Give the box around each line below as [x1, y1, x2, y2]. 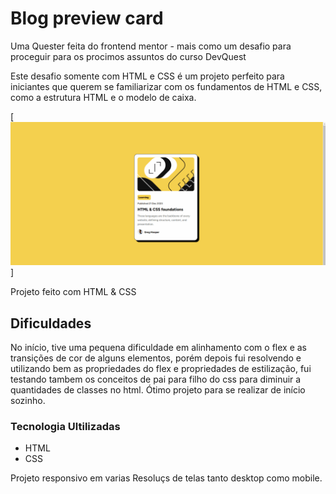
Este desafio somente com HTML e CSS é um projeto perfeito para [10, 70, 285, 82]
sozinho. [10, 395, 46, 407]
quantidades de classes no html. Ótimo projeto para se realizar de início [10, 384, 306, 396]
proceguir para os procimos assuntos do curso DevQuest [10, 50, 247, 62]
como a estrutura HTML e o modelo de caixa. [10, 91, 197, 103]
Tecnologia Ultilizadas [10, 420, 121, 434]
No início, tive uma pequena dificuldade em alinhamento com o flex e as [10, 342, 307, 354]
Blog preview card [10, 7, 164, 30]
